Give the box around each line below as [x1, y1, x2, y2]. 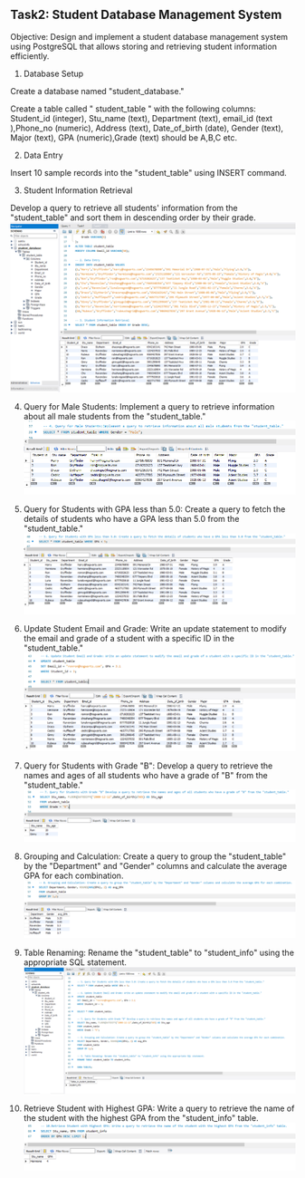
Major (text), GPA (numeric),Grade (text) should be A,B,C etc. [10, 131, 238, 143]
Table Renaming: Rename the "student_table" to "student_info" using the [23, 947, 295, 958]
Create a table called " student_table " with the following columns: [10, 103, 256, 114]
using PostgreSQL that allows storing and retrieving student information [10, 41, 277, 52]
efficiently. [10, 50, 50, 62]
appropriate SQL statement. [23, 956, 128, 968]
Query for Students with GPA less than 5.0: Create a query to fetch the [23, 503, 286, 515]
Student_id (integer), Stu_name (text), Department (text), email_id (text [10, 112, 273, 123]
